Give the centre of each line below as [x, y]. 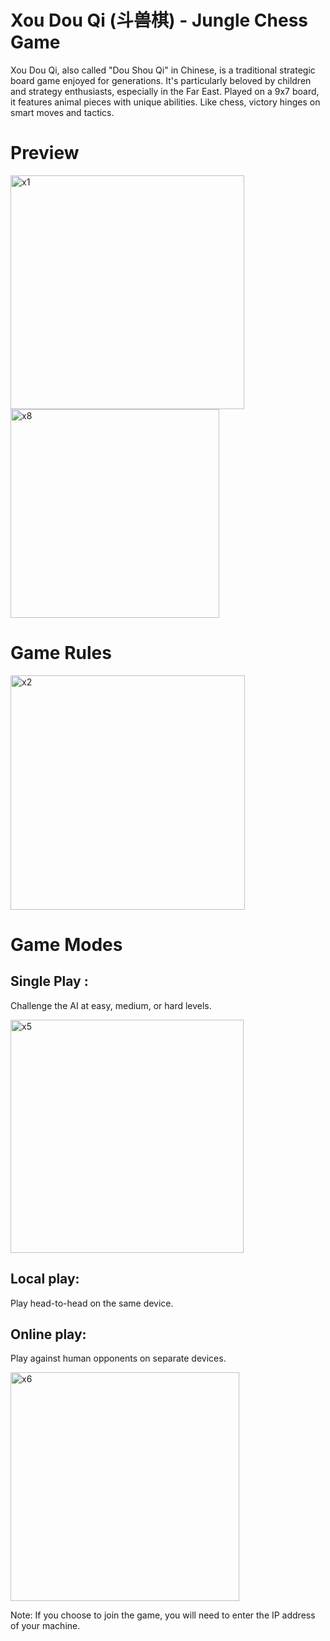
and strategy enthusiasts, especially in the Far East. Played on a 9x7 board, [165, 91]
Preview [45, 153]
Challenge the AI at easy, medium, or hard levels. [111, 1005]
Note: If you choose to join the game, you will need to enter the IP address [163, 1615]
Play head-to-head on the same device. [92, 1303]
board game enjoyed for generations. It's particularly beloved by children [161, 80]
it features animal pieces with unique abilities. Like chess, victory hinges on [165, 102]
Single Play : [49, 981]
